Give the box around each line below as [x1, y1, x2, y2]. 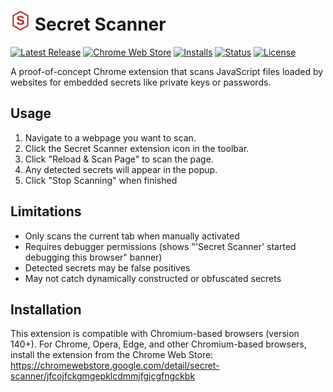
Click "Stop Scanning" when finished [24, 174, 178, 186]
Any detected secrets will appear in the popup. [24, 163, 218, 175]
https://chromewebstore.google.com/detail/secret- [10, 360, 220, 372]
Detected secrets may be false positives [24, 261, 191, 274]
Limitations [10, 203, 82, 220]
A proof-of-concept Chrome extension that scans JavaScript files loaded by [10, 65, 324, 77]
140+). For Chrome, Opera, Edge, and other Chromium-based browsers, [10, 338, 307, 350]
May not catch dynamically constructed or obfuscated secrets [24, 272, 282, 284]
